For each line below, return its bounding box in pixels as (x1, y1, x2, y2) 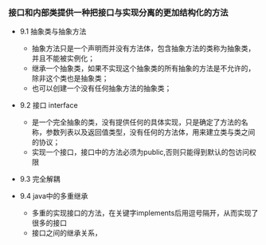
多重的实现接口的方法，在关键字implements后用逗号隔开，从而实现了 (31, 208, 259, 218)
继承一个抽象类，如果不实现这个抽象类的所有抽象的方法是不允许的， (31, 64, 256, 73)
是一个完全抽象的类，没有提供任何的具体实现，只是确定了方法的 (31, 117, 241, 127)
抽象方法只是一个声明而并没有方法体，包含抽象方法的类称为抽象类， (31, 44, 256, 53)
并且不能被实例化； (31, 53, 96, 63)
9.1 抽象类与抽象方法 (19, 26, 87, 37)
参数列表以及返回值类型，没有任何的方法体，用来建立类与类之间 (45, 128, 256, 137)
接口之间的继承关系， (31, 228, 102, 238)
